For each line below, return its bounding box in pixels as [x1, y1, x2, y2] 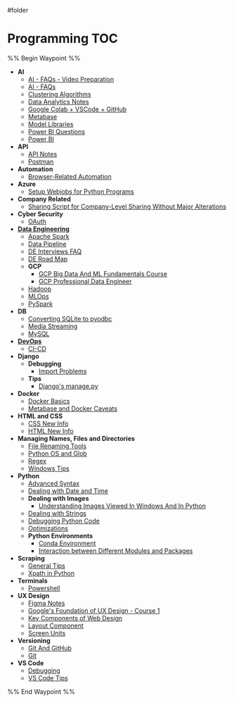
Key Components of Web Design [27, 614, 123, 622]
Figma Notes [27, 599, 65, 607]
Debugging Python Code [27, 516, 100, 525]
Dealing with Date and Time [27, 486, 109, 495]
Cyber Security [17, 209, 63, 218]
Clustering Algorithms [27, 89, 91, 98]
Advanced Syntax [27, 479, 79, 487]
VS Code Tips [27, 673, 68, 682]
